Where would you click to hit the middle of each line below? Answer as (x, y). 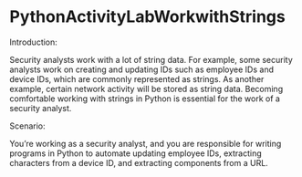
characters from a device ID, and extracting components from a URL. (139, 162)
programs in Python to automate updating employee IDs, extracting (135, 153)
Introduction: (33, 42)
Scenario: (27, 126)
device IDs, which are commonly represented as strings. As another (137, 78)
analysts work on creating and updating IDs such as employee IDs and (141, 69)
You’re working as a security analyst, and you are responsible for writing (146, 143)
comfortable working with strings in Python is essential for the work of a (145, 99)
